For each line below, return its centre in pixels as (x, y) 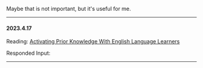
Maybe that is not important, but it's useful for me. (69, 9)
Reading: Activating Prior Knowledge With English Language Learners (93, 42)
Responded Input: (28, 53)
